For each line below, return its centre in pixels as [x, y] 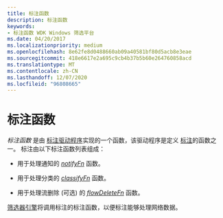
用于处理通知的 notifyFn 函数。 [60, 164]
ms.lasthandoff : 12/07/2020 [47, 77]
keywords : [21, 26]
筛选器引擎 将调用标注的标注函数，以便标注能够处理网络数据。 [94, 208]
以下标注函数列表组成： [72, 149]
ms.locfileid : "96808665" [44, 84]
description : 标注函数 [37, 20]
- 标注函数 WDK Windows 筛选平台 [51, 33]
